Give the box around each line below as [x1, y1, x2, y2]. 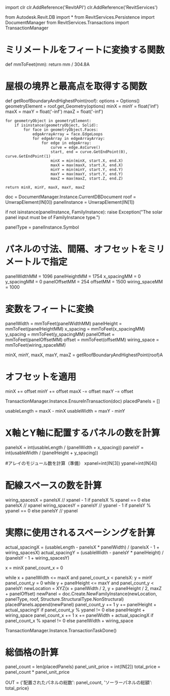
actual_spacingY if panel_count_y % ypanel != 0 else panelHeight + [5, 607, 145, 613]
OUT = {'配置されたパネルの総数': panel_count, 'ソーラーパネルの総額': [5, 679, 153, 686]
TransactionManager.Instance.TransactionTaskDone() [5, 627, 117, 633]
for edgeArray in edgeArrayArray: [32, 136, 105, 141]
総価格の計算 [5, 646, 59, 658]
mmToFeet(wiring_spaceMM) [5, 342, 66, 348]
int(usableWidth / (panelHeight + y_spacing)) [5, 450, 99, 456]
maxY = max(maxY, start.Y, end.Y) [50, 171, 123, 176]
